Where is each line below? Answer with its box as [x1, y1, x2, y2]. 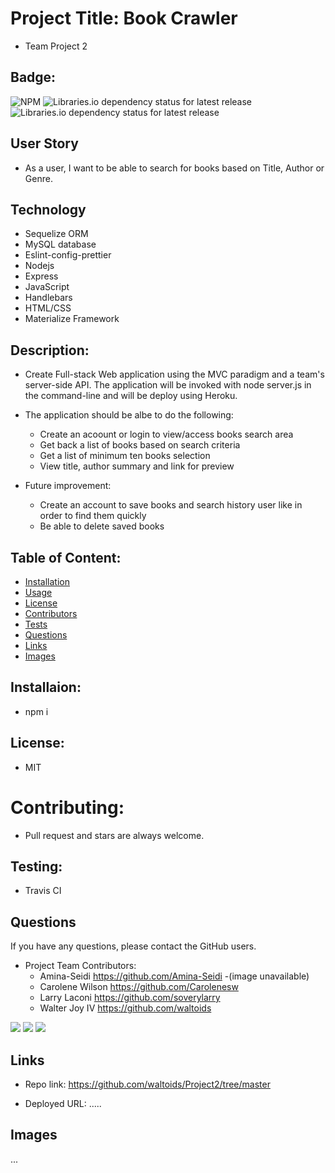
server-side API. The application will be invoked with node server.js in [24, 379, 312, 391]
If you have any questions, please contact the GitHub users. [10, 940, 257, 952]
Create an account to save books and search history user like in [39, 499, 303, 511]
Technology [10, 201, 87, 218]
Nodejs [24, 260, 55, 272]
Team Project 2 [24, 40, 88, 52]
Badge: [10, 69, 57, 86]
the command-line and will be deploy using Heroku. [24, 390, 238, 402]
